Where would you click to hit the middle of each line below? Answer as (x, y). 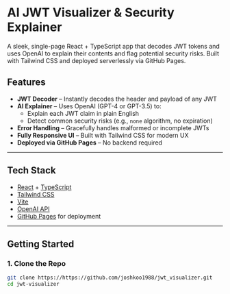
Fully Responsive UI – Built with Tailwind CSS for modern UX (103, 135)
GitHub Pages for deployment (59, 216)
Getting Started (41, 244)
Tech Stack (31, 170)
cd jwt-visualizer (33, 284)
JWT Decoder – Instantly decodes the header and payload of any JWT (117, 99)
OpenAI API (33, 209)
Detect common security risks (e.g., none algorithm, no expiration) (120, 121)
